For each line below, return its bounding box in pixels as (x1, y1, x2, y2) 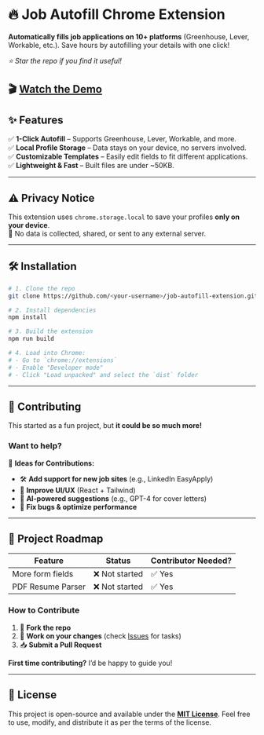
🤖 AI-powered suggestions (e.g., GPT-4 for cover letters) (19, 493, 207, 503)
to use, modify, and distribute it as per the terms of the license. (8, 717, 212, 727)
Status (105, 555, 131, 566)
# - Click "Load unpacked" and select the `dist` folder (8, 371, 199, 378)
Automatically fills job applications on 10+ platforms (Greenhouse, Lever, (8, 31, 250, 41)
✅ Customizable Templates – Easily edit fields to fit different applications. (8, 152, 248, 162)
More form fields (12, 569, 74, 580)
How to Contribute (8, 605, 80, 616)
